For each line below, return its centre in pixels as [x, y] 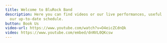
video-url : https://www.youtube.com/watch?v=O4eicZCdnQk [66, 28]
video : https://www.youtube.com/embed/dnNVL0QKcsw [59, 33]
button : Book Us [22, 23]
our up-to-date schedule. [37, 19]
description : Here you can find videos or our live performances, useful [84, 14]
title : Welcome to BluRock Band [39, 10]
